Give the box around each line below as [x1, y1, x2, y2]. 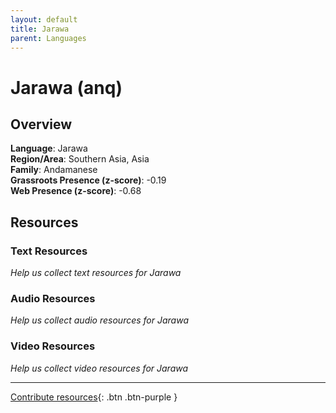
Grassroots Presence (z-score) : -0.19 [10, 174, 167, 186]
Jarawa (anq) [10, 76, 123, 99]
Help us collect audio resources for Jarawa [10, 314, 190, 326]
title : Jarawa [10, 24, 70, 34]
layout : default [10, 14, 78, 25]
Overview [10, 116, 73, 133]
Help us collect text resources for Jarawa [10, 267, 182, 279]
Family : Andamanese [10, 164, 98, 176]
